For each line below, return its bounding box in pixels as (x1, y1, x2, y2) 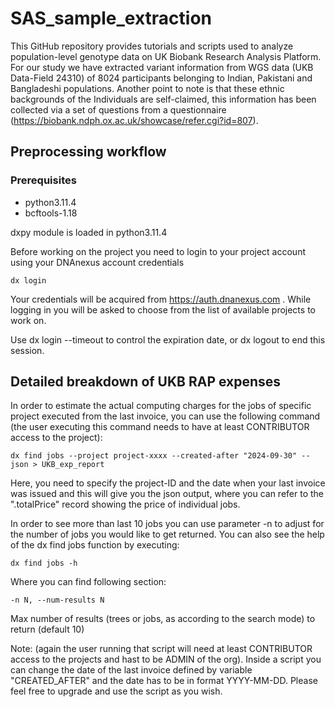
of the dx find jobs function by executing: (10, 539, 180, 551)
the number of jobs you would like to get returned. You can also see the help (10, 528, 325, 541)
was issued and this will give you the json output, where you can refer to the (10, 488, 325, 500)
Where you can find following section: (10, 576, 167, 588)
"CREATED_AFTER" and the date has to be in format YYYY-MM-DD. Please (10, 675, 318, 687)
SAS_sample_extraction (10, 7, 212, 30)
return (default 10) (10, 623, 85, 636)
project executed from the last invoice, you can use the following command (10, 410, 321, 422)
